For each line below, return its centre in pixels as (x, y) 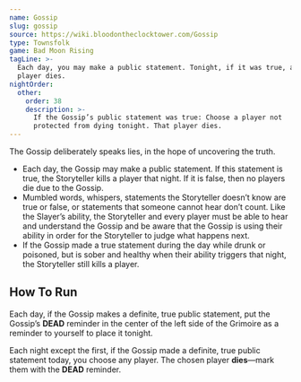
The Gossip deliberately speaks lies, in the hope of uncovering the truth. (142, 152)
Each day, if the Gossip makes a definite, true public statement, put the (140, 314)
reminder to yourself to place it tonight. (82, 333)
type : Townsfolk (39, 43)
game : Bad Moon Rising (52, 51)
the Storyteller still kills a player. (81, 264)
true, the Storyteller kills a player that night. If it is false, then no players (154, 178)
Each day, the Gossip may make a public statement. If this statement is (153, 169)
